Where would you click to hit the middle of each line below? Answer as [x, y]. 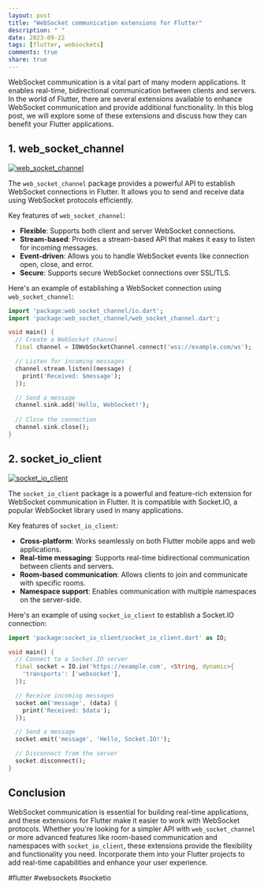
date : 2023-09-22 [37, 38]
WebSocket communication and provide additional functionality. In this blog [131, 107]
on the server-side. [50, 599]
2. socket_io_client [55, 459]
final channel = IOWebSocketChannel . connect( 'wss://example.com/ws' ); [134, 347]
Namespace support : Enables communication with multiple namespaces [138, 591]
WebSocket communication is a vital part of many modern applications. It [127, 82]
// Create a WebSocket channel [67, 340]
